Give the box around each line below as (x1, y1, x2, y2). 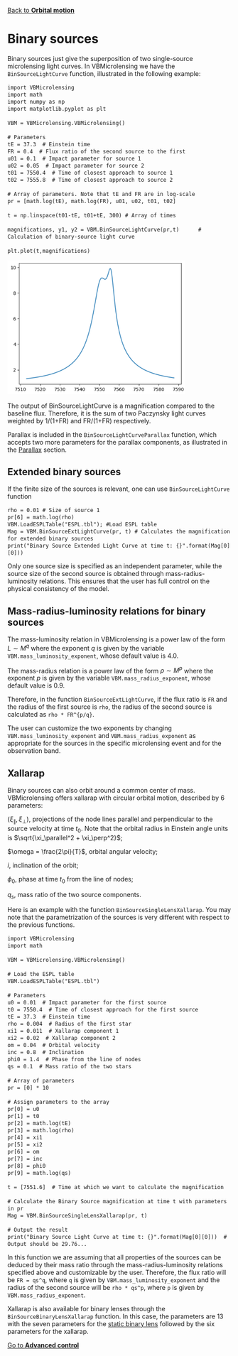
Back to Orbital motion (7, 6, 75, 14)
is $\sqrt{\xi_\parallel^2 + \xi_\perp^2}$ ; (7, 833, 123, 842)
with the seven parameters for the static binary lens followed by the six (7, 1320, 215, 1328)
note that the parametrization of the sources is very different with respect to (7, 913, 229, 922)
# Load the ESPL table (7, 971, 75, 978)
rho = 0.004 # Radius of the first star (7, 1021, 132, 1028)
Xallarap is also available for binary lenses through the (7, 1305, 166, 1313)
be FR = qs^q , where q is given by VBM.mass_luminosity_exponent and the (7, 1276, 220, 1284)
